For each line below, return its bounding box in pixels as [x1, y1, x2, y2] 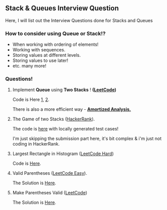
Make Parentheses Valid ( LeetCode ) [12, 190, 88, 196]
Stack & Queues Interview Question [5, 4, 119, 13]
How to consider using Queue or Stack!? [5, 30, 106, 37]
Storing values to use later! [12, 57, 68, 63]
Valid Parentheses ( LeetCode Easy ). [12, 170, 87, 176]
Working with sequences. [12, 47, 65, 53]
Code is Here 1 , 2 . [12, 97, 49, 103]
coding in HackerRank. [12, 141, 60, 147]
